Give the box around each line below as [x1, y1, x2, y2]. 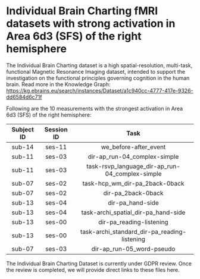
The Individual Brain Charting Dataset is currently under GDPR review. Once [6, 260, 192, 267]
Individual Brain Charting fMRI [6, 4, 158, 18]
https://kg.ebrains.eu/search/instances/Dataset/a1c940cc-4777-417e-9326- [6, 87, 193, 94]
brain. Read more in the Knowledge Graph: [6, 80, 111, 87]
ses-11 [45, 143, 67, 151]
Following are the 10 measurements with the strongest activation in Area [6, 105, 183, 112]
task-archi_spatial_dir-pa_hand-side [81, 208, 186, 217]
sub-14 [11, 143, 34, 151]
